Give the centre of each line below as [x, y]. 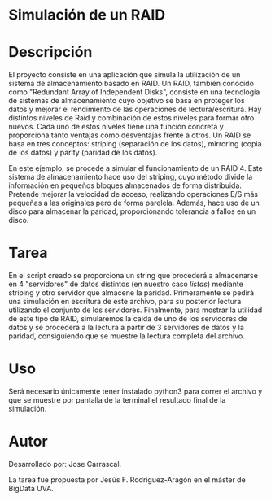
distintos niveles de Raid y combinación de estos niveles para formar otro [131, 118]
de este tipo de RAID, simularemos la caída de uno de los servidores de [128, 319]
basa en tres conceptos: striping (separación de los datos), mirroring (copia [135, 144]
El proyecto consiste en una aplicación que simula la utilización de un [125, 75]
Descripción [50, 52]
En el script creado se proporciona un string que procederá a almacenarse [133, 276]
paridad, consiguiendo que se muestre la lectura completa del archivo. [127, 336]
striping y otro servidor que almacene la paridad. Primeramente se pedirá [131, 293]
